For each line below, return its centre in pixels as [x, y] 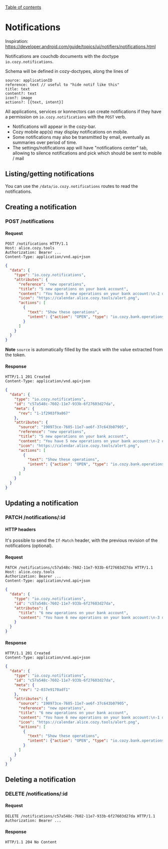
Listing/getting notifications [50, 174]
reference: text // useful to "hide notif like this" [62, 84]
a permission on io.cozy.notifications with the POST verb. [66, 116]
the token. [15, 355]
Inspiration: [17, 41]
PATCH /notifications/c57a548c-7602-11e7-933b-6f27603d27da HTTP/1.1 [79, 568]
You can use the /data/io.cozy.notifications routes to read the [72, 186]
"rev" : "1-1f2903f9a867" [44, 413]
